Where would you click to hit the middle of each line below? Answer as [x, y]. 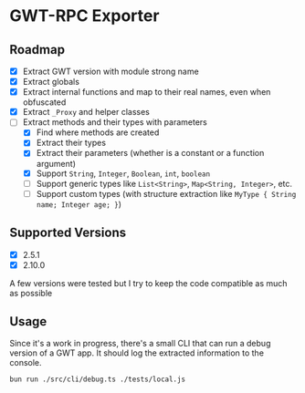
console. [26, 363]
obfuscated [44, 102]
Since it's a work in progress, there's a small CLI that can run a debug [140, 344]
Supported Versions [68, 233]
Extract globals [51, 82]
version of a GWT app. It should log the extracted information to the [137, 353]
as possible [31, 293]
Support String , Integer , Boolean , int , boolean [123, 173]
